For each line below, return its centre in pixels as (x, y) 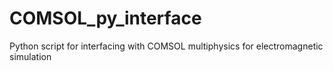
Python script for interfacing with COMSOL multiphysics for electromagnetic (166, 46)
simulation (30, 56)
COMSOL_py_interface (105, 18)
